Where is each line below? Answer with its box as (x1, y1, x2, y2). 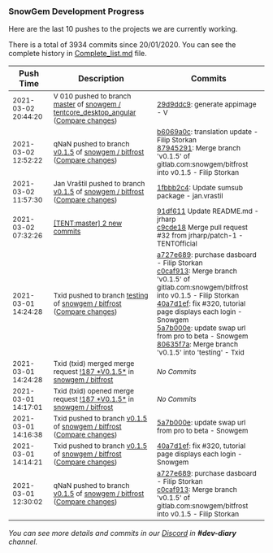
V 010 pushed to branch (53, 92, 132, 101)
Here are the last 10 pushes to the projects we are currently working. (8, 24, 238, 34)
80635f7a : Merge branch (157, 340, 238, 349)
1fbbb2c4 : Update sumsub (157, 183, 244, 193)
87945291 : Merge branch (157, 144, 241, 153)
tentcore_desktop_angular (53, 108, 136, 117)
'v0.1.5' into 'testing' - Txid (157, 348, 245, 357)
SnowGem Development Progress (8, 6, 145, 17)
